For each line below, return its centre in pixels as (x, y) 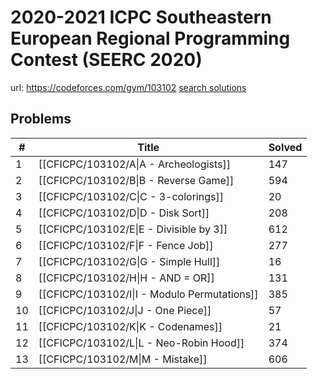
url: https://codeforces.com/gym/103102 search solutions (128, 87)
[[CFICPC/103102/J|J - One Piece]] (125, 310)
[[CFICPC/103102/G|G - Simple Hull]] (129, 261)
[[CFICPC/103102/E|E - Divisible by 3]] (133, 229)
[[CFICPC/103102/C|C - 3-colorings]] (131, 196)
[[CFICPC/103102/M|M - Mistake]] (123, 359)
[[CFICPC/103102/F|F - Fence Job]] (126, 245)
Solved (285, 147)
